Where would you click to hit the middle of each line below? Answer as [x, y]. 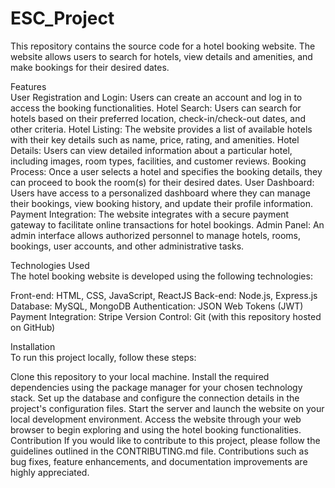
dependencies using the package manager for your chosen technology [156, 387]
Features [28, 86]
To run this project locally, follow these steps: [103, 357]
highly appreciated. [50, 472]
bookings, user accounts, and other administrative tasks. [127, 246]
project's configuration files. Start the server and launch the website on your [167, 408]
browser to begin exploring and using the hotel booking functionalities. [156, 429]
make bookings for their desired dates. [90, 67]
